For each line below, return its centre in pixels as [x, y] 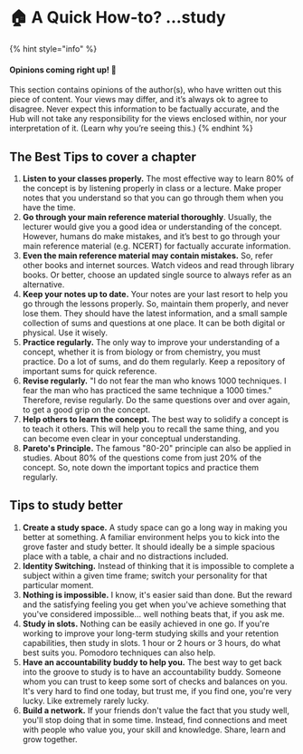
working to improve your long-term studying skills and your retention [150, 633]
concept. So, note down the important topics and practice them [141, 467]
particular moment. [58, 585]
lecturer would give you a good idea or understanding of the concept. [152, 227]
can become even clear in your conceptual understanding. [132, 438]
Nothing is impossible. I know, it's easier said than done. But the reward [157, 594]
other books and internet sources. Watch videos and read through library [158, 265]
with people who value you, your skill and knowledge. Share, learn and [154, 730]
